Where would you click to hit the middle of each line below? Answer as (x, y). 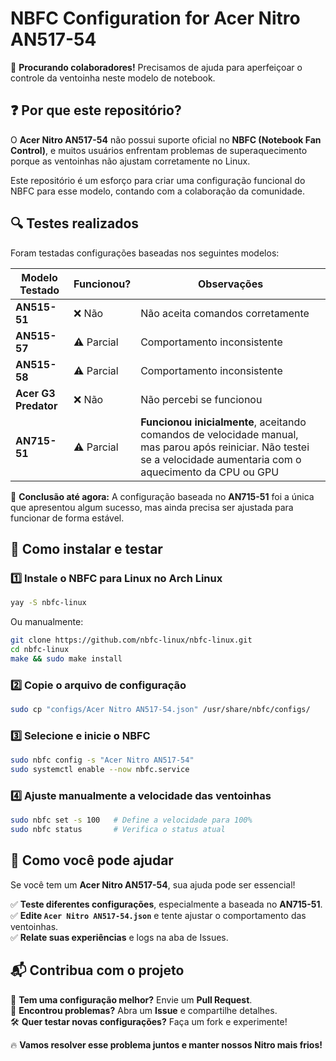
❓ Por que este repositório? (96, 110)
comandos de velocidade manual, (219, 434)
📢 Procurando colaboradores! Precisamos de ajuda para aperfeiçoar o (156, 67)
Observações (231, 284)
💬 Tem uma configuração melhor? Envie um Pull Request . (131, 999)
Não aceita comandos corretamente (225, 313)
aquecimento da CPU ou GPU (210, 472)
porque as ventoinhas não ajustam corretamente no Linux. (130, 161)
